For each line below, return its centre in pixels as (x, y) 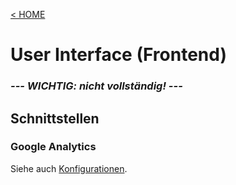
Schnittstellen (55, 118)
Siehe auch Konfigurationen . (69, 168)
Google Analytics (53, 147)
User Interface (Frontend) (118, 55)
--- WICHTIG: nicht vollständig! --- (96, 86)
